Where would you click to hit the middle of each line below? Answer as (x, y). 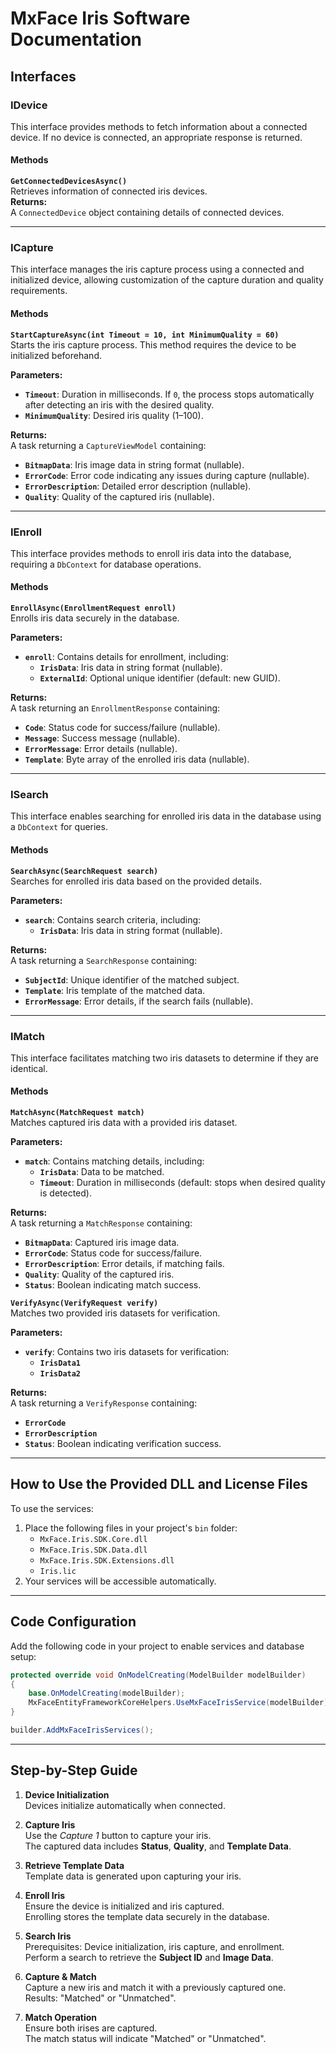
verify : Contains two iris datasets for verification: (127, 1352)
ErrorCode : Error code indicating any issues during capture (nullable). (167, 475)
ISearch (29, 794)
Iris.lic (58, 1571)
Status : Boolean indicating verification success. (123, 1444)
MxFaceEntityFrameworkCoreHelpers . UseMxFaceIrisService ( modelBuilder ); (180, 1703)
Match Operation (61, 2017)
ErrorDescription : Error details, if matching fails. (124, 1264)
